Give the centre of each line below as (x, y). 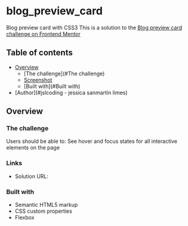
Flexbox (24, 218)
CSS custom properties (44, 211)
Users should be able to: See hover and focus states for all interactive (92, 141)
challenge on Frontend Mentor (43, 33)
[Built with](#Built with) (52, 86)
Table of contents (39, 53)
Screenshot (38, 80)
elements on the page (33, 148)
